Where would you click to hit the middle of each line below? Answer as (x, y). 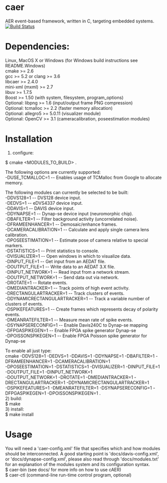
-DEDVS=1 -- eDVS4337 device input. (44, 203)
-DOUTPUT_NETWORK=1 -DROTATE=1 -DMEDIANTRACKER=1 (69, 377)
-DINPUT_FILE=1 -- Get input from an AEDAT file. (55, 261)
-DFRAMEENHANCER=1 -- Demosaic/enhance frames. (61, 224)
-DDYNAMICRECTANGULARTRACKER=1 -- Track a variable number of (78, 298)
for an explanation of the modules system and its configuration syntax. (78, 464)
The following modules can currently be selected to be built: (67, 192)
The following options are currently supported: (53, 172)
